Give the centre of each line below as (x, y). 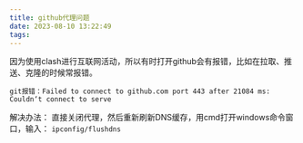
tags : (20, 34)
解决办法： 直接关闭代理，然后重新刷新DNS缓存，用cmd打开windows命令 (148, 118)
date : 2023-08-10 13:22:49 (61, 26)
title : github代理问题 (50, 18)
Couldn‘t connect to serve (61, 100)
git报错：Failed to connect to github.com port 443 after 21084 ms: (140, 91)
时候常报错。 (73, 72)
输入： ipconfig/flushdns (73, 129)
